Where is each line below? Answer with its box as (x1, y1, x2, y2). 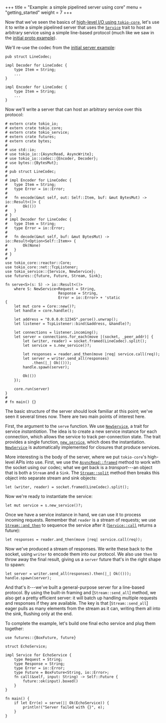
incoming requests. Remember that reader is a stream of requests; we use (5, 517, 156, 523)
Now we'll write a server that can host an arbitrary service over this (5, 106, 142, 112)
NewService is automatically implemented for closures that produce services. (5, 444, 161, 450)
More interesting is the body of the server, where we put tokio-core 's (5, 454, 147, 460)
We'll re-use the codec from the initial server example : (5, 45, 116, 50)
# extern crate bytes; (5, 139, 52, 144)
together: (5, 626, 24, 632)
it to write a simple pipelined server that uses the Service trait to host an (5, 24, 152, 30)
